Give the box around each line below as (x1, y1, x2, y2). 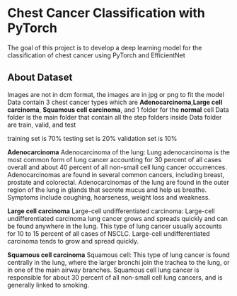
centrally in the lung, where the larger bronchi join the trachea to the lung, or (7, 258, 230, 266)
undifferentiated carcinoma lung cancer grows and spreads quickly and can (7, 214, 229, 222)
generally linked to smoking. (7, 280, 90, 289)
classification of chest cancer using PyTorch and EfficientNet (7, 51, 185, 59)
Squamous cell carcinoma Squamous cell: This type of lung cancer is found (7, 250, 230, 259)
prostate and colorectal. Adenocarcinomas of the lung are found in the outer (7, 178, 230, 186)
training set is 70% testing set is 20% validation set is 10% (7, 134, 178, 142)
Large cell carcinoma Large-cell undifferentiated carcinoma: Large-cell (7, 207, 215, 215)
